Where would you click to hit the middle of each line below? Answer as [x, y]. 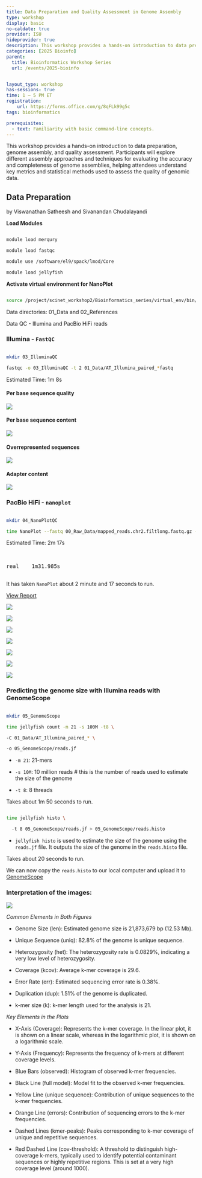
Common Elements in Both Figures [49, 917]
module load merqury [32, 240]
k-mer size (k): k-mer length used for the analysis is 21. [83, 1005]
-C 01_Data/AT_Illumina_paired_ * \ [51, 738]
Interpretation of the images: [49, 892]
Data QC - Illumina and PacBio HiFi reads [57, 323]
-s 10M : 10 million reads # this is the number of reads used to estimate [101, 772]
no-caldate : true [28, 29]
